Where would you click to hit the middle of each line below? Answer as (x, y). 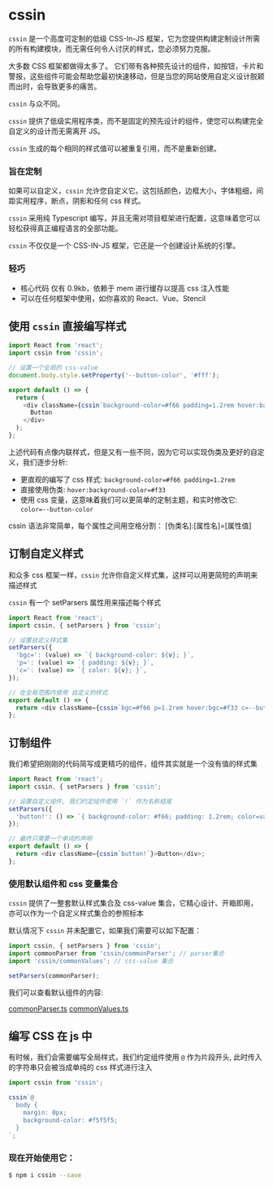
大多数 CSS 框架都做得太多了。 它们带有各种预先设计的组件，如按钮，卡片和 (136, 66)
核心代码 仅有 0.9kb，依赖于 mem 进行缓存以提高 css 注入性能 (125, 288)
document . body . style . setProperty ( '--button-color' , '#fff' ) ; (114, 375)
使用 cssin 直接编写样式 (67, 326)
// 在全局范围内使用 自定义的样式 (58, 692)
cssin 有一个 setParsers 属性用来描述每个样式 (85, 602)
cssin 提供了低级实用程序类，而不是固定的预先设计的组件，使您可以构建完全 (136, 120)
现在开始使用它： (42, 1158)
